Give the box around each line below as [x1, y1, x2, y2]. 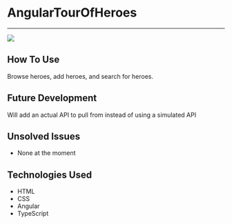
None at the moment [17, 149, 76, 157]
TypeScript [17, 209, 49, 218]
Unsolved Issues [7, 130, 81, 142]
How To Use [7, 54, 60, 66]
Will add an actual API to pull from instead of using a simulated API [7, 111, 197, 119]
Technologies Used [7, 169, 92, 180]
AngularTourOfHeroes [7, 5, 137, 21]
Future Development [7, 92, 97, 104]
